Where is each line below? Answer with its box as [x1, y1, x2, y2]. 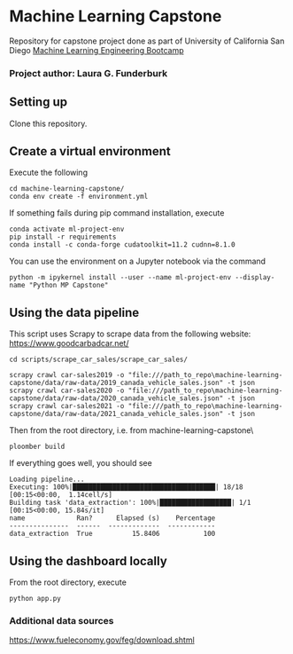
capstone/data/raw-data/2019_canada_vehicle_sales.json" [9, 379, 224, 388]
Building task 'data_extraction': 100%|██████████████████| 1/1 [9, 499, 251, 508]
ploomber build [9, 442, 66, 452]
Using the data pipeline [9, 304, 140, 320]
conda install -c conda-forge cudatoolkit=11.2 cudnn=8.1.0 [9, 240, 236, 249]
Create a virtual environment [9, 144, 171, 159]
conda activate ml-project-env [9, 225, 125, 234]
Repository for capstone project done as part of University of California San [9, 35, 285, 46]
